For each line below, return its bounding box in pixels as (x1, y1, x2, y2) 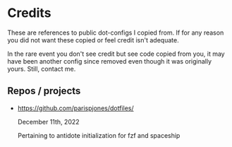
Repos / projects (7, 85, 81, 97)
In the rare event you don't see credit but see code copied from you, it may (7, 49, 225, 58)
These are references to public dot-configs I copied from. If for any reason (7, 28, 224, 37)
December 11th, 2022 (17, 117, 80, 126)
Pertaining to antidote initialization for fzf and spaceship (17, 131, 181, 139)
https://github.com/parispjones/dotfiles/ (17, 104, 134, 112)
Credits (7, 5, 51, 21)
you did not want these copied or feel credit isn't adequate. (7, 35, 179, 44)
